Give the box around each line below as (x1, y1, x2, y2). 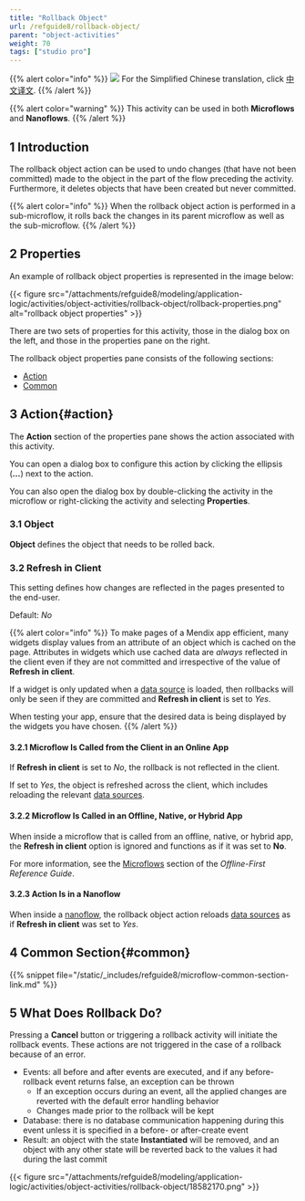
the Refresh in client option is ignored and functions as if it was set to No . (9, 841, 287, 851)
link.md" (9, 978, 41, 990)
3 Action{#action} (9, 407, 114, 423)
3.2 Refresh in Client (9, 561, 102, 574)
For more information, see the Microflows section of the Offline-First (9, 858, 266, 869)
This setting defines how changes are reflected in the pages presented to (9, 582, 285, 593)
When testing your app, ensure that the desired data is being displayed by (9, 711, 287, 722)
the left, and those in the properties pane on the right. (9, 335, 211, 346)
